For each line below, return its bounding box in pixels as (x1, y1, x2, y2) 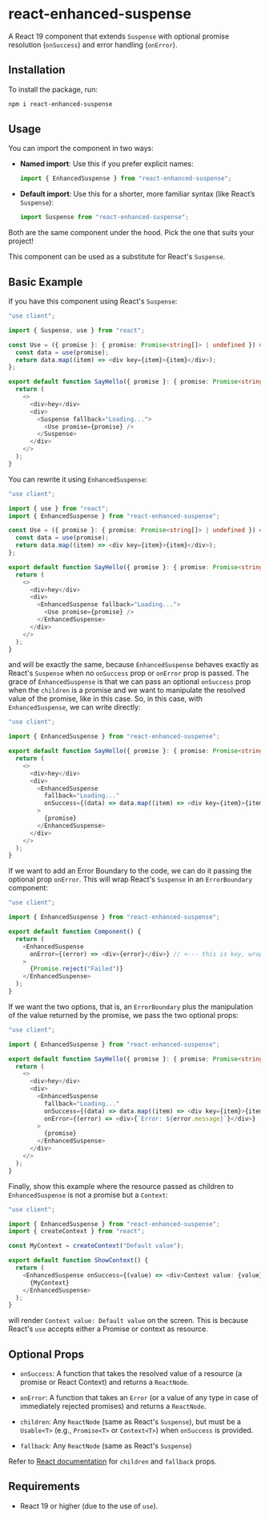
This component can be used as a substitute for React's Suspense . (8, 252, 226, 262)
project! (8, 236, 34, 246)
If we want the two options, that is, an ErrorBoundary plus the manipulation (8, 1001, 254, 1012)
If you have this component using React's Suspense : (8, 296, 178, 306)
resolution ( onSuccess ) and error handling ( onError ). (8, 39, 178, 49)
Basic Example (8, 275, 83, 289)
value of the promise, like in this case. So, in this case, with (8, 694, 203, 703)
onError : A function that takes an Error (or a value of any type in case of (19, 1393, 259, 1403)
